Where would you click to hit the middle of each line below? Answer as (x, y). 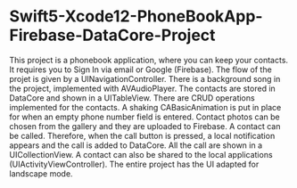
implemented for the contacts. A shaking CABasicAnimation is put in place (145, 107)
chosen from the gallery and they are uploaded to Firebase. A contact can (145, 126)
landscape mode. (41, 173)
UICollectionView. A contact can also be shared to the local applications (141, 154)
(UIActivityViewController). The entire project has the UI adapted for (134, 164)
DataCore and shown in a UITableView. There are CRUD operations (132, 98)
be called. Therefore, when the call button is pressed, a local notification (142, 135)
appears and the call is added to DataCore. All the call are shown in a (136, 145)
